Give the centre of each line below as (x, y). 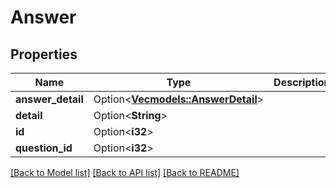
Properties (44, 54)
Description (302, 82)
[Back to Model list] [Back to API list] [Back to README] (125, 172)
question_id (44, 148)
